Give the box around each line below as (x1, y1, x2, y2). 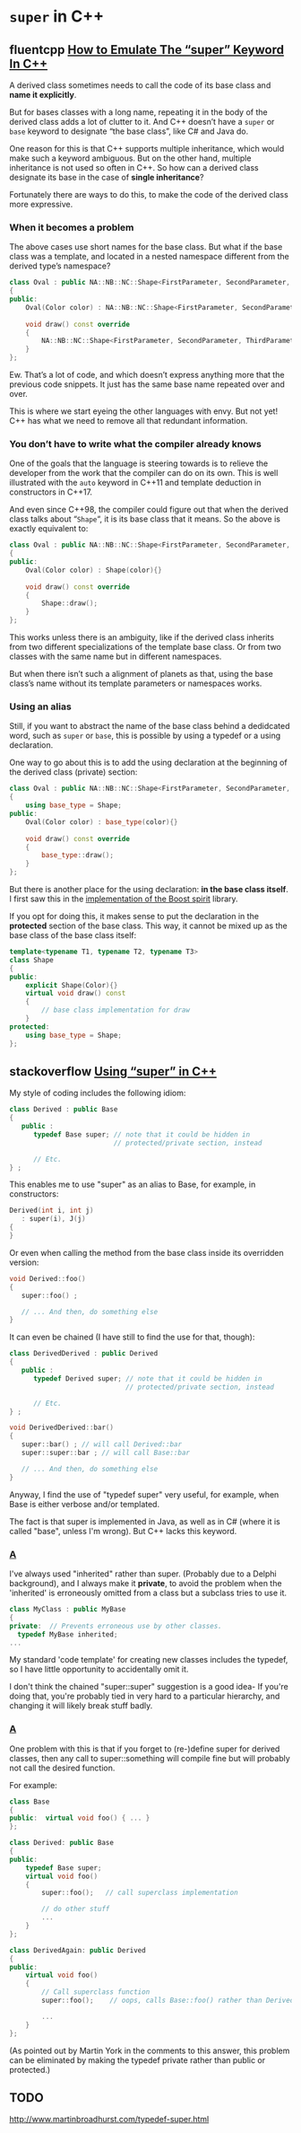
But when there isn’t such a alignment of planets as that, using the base (9, 669, 273, 680)
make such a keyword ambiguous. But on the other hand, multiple (9, 153, 252, 163)
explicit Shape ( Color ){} (25, 980, 118, 989)
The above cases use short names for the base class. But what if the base (9, 241, 283, 252)
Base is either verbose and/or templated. (9, 1498, 159, 1509)
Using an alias (9, 700, 72, 713)
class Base (9, 1797, 50, 1806)
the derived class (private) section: (9, 767, 138, 777)
